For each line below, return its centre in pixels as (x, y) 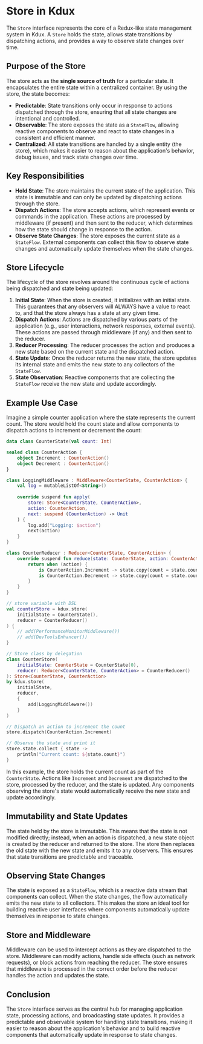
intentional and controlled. (47, 118)
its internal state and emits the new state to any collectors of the (95, 365)
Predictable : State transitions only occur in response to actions (94, 105)
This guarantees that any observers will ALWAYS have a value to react (102, 306)
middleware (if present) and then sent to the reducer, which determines (104, 223)
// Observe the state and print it (51, 743)
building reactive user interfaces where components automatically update (98, 910)
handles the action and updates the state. (58, 976)
